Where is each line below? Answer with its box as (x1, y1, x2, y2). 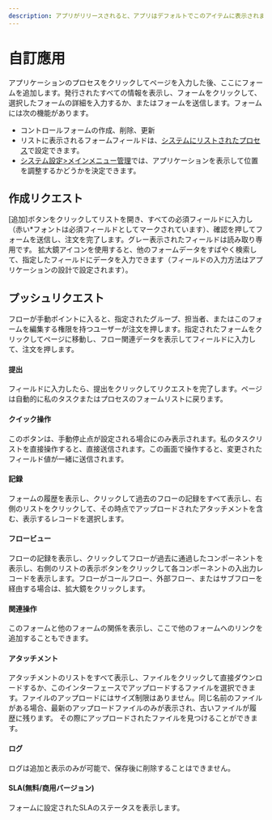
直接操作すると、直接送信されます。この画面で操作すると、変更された (29, 444, 263, 453)
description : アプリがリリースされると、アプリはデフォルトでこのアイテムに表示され (8, 11, 260, 20)
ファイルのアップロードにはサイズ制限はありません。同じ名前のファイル (21, 693, 263, 703)
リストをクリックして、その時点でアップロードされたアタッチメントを (22, 503, 257, 513)
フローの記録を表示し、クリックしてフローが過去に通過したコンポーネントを (8, 554, 264, 563)
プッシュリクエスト (8, 291, 104, 304)
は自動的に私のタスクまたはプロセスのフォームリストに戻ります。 (8, 394, 228, 404)
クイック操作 (8, 414, 51, 423)
